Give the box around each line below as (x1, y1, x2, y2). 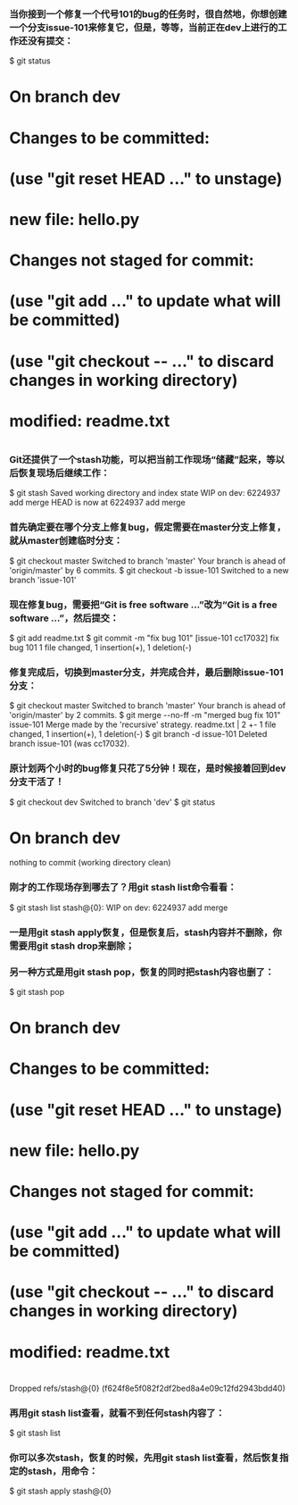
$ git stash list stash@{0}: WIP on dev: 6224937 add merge (9, 902, 228, 913)
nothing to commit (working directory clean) (9, 857, 171, 868)
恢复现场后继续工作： (18, 466, 110, 479)
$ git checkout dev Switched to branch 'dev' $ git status (9, 797, 216, 807)
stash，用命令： (27, 1465, 98, 1477)
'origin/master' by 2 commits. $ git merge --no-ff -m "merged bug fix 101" (9, 710, 281, 721)
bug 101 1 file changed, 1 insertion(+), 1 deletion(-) (9, 641, 192, 653)
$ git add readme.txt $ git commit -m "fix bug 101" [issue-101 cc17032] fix (9, 632, 279, 643)
